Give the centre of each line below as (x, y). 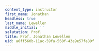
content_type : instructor (31, 9)
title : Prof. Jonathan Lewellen (38, 37)
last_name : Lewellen (26, 23)
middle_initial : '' (25, 28)
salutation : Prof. (24, 32)
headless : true (20, 18)
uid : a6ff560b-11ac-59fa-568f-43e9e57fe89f (50, 41)
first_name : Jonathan (27, 14)
